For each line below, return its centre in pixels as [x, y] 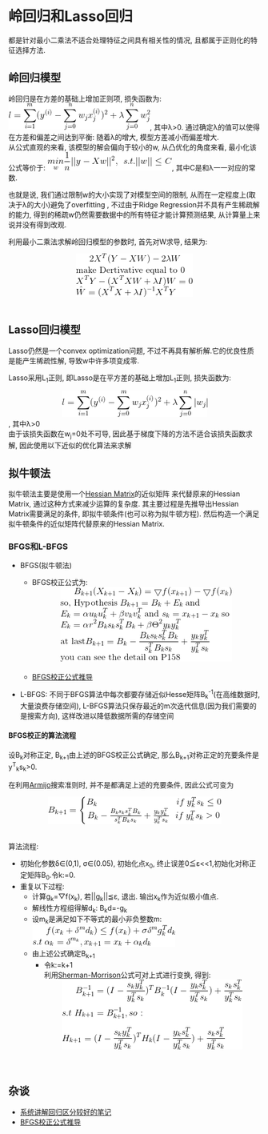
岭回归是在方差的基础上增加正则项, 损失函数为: [85, 98]
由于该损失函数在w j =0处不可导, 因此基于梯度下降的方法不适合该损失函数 [127, 435]
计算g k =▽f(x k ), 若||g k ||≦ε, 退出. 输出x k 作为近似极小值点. [125, 897]
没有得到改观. [44, 224]
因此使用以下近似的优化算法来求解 [75, 446]
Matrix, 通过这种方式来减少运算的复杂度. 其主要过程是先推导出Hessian [124, 503]
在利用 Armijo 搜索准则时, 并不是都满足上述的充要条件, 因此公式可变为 [121, 785]
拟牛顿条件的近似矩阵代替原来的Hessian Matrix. [87, 523]
